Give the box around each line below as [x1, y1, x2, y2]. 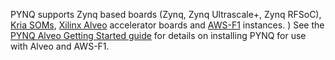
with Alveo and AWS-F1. [10, 40, 110, 52]
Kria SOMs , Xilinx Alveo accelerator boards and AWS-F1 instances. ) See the [10, 19, 325, 31]
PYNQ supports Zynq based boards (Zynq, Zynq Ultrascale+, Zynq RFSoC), [10, 9, 322, 20]
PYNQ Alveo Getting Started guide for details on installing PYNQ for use [10, 30, 307, 41]
